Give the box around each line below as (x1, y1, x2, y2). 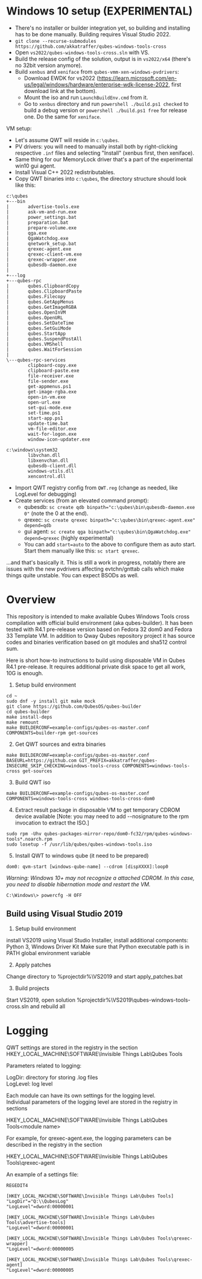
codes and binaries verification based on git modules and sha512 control (6, 638, 187, 646)
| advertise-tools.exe (6, 204, 80, 210)
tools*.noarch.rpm (6, 836, 52, 842)
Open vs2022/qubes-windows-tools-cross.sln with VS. (14, 48, 150, 56)
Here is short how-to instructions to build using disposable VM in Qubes (6, 656, 186, 664)
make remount (6, 719, 39, 725)
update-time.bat (28, 420, 69, 427)
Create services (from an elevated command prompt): (14, 497, 149, 504)
